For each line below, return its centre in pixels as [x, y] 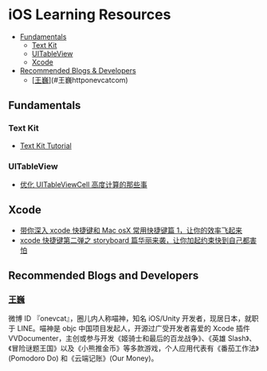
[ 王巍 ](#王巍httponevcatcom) [80, 80]
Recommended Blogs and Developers [104, 276]
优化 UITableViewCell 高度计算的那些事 [83, 184]
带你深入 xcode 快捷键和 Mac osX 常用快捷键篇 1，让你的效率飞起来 [131, 230]
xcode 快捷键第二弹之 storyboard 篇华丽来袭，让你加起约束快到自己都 [135, 240]
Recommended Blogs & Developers [78, 70]
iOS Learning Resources [90, 15]
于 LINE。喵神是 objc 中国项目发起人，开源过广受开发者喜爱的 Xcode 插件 [129, 329]
